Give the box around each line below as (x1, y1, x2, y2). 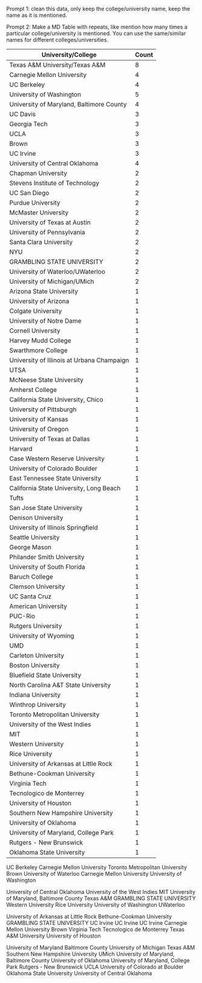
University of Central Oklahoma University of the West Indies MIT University (6, 889, 195, 895)
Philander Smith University (9, 553, 85, 561)
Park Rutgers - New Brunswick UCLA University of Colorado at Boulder (6, 963, 184, 970)
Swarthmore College (9, 346, 68, 354)
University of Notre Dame (9, 317, 82, 325)
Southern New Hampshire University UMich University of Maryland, (6, 950, 175, 958)
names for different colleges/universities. (6, 36, 109, 43)
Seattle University (9, 533, 60, 541)
